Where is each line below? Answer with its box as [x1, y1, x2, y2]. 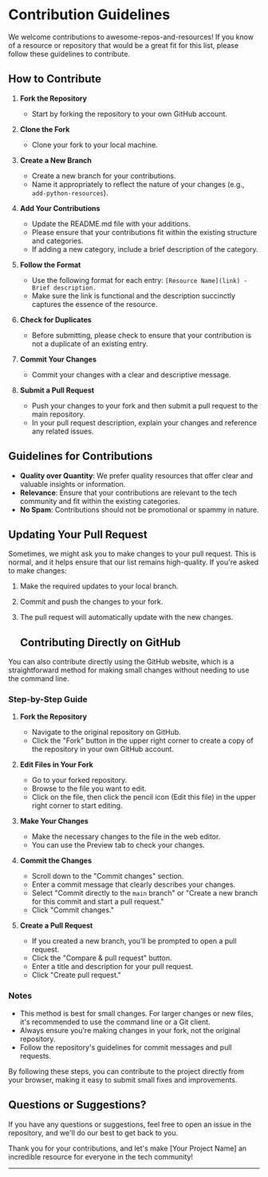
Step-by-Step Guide [8, 694, 88, 705]
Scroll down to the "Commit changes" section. [31, 872, 184, 881]
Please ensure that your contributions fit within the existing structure [31, 227, 258, 237]
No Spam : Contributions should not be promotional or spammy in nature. [19, 505, 259, 514]
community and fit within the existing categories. [19, 496, 181, 505]
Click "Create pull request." [31, 970, 121, 980]
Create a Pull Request [19, 921, 93, 931]
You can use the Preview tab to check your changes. [31, 840, 205, 850]
